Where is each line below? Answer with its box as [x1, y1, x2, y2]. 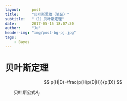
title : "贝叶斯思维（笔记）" [5, 12, 70, 17]
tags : [5, 35, 16, 40]
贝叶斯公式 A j [13, 89, 40, 97]
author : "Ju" [5, 26, 41, 31]
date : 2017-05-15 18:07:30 [5, 21, 74, 26]
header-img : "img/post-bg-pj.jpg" [5, 30, 77, 35]
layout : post [5, 7, 41, 12]
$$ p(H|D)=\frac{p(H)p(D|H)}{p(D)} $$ [43, 79, 123, 85]
